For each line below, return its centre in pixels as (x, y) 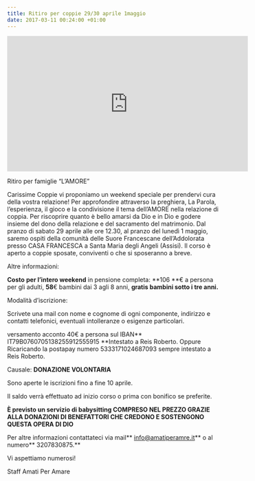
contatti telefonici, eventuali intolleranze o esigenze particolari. (96, 321)
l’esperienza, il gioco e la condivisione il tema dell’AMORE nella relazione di (113, 209)
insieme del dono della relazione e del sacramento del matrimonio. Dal (107, 224)
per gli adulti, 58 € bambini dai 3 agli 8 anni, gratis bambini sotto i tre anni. (113, 287)
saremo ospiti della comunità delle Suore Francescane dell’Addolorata (106, 238)
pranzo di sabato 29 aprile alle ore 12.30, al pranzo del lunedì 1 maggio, (108, 231)
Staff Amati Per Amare (39, 471)
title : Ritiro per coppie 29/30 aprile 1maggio (77, 13)
